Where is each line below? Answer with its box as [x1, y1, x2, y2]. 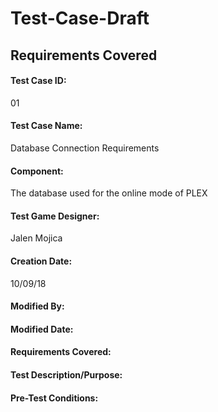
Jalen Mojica [10, 232, 63, 244]
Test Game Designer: [10, 210, 100, 222]
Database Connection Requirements [10, 142, 160, 154]
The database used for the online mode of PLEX [10, 187, 208, 199]
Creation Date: [10, 255, 73, 267]
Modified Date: [10, 323, 74, 335]
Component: [10, 165, 64, 177]
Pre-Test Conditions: [10, 392, 99, 404]
